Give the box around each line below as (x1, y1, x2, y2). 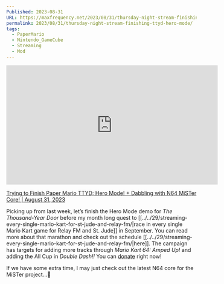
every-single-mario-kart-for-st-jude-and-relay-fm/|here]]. (6, 240, 151, 247)
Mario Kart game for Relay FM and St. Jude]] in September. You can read (6, 226, 188, 234)
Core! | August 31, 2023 (6, 196, 65, 203)
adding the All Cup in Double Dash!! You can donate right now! (6, 253, 162, 260)
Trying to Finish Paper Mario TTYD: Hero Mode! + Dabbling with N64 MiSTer (6, 189, 197, 197)
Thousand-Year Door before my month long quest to (6, 214, 137, 221)
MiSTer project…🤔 (6, 271, 51, 278)
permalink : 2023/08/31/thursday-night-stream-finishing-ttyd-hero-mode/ (6, 20, 193, 26)
